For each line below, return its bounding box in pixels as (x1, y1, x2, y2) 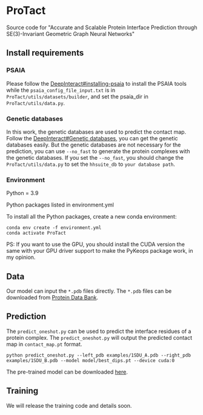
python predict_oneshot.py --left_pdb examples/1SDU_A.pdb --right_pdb (6, 352, 191, 358)
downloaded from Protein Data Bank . (6, 294, 99, 301)
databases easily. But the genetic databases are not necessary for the (6, 141, 181, 148)
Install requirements (6, 48, 84, 58)
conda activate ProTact (6, 230, 67, 236)
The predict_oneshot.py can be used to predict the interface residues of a (6, 328, 191, 335)
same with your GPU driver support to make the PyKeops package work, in (6, 247, 193, 255)
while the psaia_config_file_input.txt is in (6, 86, 116, 94)
